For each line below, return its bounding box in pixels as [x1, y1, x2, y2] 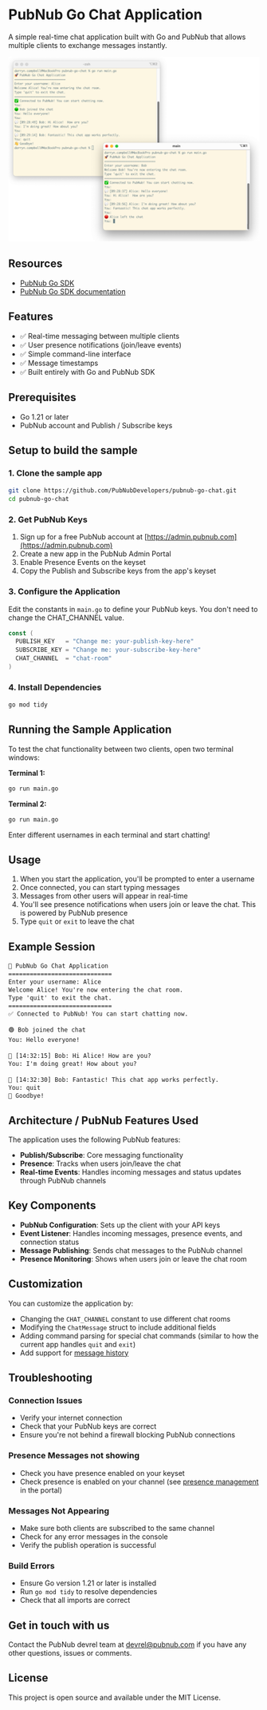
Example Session [8, 940, 96, 953]
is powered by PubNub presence [19, 909, 128, 918]
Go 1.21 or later [19, 412, 69, 421]
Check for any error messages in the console [19, 1532, 169, 1541]
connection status [19, 1237, 80, 1247]
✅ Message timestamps [19, 358, 99, 368]
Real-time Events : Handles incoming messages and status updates [19, 1167, 241, 1177]
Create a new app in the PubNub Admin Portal [19, 549, 171, 559]
